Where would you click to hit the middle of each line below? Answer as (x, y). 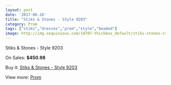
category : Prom (21, 24)
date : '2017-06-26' (26, 15)
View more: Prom (23, 77)
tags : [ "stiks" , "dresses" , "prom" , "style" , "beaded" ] (61, 29)
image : (12, 33)
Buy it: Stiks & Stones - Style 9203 (41, 67)
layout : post (19, 10)
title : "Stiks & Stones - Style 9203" (46, 19)
